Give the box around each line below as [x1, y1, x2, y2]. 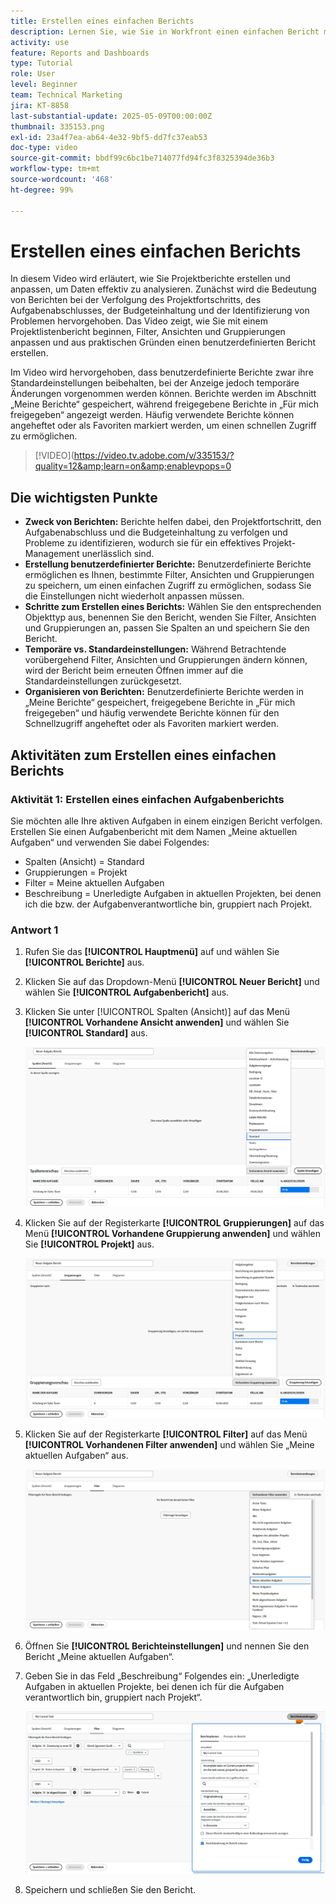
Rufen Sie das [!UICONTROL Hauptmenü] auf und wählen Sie [24, 946, 280, 958]
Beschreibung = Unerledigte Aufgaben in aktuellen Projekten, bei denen [24, 887, 322, 899]
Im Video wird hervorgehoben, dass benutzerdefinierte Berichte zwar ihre [10, 366, 314, 379]
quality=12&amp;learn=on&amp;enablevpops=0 [34, 460, 232, 472]
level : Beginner [10, 80, 78, 90]
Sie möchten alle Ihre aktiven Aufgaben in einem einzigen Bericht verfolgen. [10, 815, 323, 827]
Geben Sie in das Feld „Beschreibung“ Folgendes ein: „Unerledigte [24, 1670, 300, 1682]
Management [24, 548, 80, 560]
